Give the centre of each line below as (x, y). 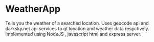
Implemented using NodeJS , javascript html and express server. (73, 34)
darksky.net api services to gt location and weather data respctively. (77, 28)
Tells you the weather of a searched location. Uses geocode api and (77, 23)
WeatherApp (33, 9)
